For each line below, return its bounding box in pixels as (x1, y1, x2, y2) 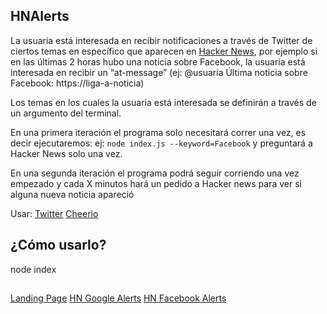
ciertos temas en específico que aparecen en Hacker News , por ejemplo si (10, 45, 318, 57)
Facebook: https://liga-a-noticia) (10, 77, 145, 89)
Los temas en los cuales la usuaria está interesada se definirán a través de (10, 96, 317, 108)
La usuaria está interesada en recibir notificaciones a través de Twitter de (10, 34, 313, 46)
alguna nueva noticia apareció (10, 188, 135, 200)
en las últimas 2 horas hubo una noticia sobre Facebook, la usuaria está (10, 55, 306, 68)
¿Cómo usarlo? (10, 237, 107, 254)
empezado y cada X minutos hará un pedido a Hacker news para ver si (10, 177, 302, 189)
